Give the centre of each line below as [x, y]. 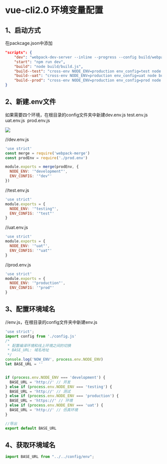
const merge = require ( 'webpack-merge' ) [48, 153]
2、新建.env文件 [31, 102]
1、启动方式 [23, 30]
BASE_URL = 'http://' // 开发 [40, 382]
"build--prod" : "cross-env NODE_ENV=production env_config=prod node [88, 80]
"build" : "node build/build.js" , [49, 66]
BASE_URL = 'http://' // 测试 [40, 391]
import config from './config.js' [41, 336]
